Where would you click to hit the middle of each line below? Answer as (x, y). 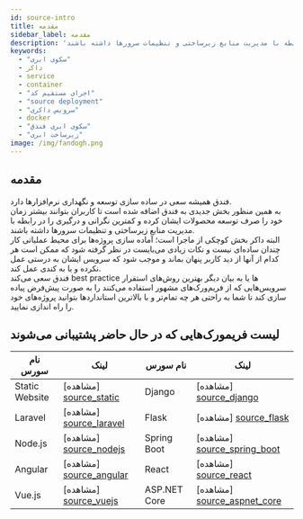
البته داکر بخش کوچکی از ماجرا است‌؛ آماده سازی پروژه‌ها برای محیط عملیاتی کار (145, 239)
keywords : (29, 51)
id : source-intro (43, 18)
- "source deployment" (61, 101)
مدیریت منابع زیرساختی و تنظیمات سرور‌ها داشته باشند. (102, 229)
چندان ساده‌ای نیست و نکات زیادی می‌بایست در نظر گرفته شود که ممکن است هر (146, 249)
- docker (35, 118)
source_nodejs (94, 449)
